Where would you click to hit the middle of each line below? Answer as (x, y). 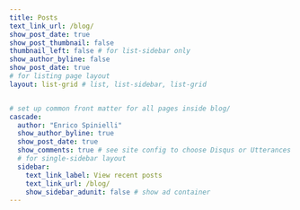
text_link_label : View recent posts (94, 175)
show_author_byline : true (66, 134)
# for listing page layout (60, 76)
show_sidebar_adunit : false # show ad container (118, 192)
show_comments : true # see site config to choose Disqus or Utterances (154, 150)
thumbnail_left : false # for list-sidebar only (100, 51)
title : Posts (34, 17)
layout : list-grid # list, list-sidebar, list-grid (108, 84)
